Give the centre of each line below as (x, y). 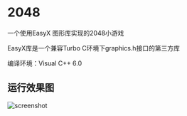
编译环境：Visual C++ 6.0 (45, 63)
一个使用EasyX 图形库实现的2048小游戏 (66, 33)
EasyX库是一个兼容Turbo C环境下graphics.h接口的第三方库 (93, 48)
